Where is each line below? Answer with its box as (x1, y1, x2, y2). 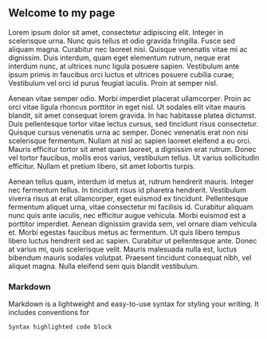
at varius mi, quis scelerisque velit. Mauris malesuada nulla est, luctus (8, 244, 238, 254)
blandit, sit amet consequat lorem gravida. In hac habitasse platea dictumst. (8, 111, 257, 120)
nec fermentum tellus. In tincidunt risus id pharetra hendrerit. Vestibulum (8, 185, 247, 194)
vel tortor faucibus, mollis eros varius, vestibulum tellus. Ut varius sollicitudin (8, 153, 260, 162)
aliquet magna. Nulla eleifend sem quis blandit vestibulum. (8, 261, 200, 271)
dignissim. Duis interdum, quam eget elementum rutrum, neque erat (8, 53, 231, 62)
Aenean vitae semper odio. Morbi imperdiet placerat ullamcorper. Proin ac (8, 93, 251, 103)
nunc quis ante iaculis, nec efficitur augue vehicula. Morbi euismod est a (8, 210, 246, 220)
